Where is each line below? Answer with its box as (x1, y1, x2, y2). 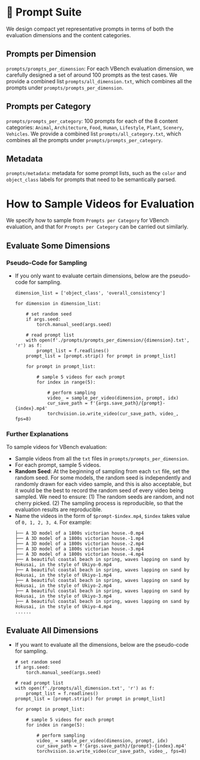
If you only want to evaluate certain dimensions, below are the (14, 272, 169, 279)
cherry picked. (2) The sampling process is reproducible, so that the (14, 500, 183, 507)
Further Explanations (6, 430, 69, 438)
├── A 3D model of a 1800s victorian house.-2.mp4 (14, 541, 144, 547)
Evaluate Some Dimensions (6, 240, 111, 251)
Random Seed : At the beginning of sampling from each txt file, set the (14, 468, 190, 475)
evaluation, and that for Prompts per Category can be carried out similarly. (6, 223, 189, 230)
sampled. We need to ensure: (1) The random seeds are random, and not (14, 493, 195, 500)
